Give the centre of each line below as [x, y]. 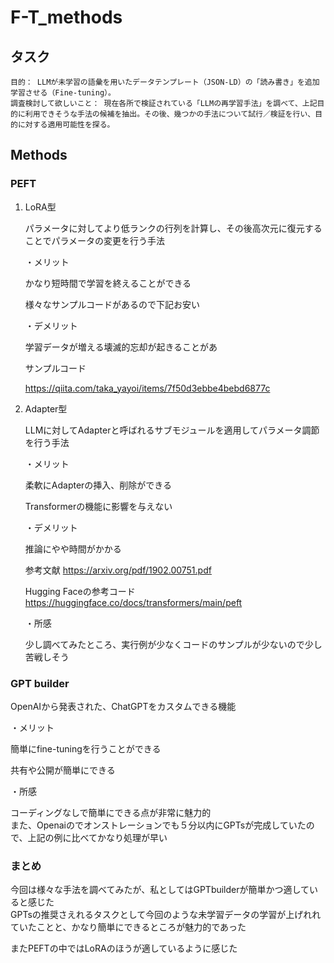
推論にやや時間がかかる [73, 548]
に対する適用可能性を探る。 [66, 125]
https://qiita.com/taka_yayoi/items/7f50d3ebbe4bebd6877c [147, 388]
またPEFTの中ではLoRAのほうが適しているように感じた [124, 948]
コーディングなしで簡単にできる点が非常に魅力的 [111, 812]
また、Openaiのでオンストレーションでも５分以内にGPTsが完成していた [158, 825]
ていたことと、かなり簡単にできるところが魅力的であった [128, 927]
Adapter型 [46, 408]
